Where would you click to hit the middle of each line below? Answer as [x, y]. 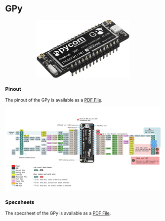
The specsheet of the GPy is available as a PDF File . [58, 213]
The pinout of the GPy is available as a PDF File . [54, 100]
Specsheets [20, 202]
